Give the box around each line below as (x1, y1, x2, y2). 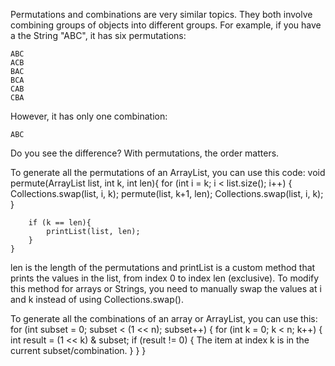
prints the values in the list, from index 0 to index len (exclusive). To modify (10, 272, 320, 284)
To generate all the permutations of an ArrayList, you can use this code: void (10, 167, 326, 178)
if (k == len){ (28, 218, 92, 228)
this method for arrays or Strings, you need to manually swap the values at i (10, 283, 322, 294)
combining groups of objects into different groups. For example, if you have (10, 19, 322, 31)
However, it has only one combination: (10, 110, 168, 122)
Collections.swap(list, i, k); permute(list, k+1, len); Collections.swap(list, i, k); (10, 188, 324, 199)
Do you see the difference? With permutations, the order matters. (10, 147, 280, 159)
